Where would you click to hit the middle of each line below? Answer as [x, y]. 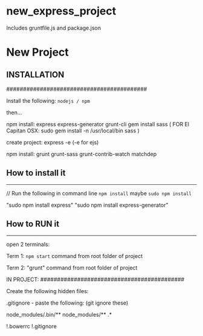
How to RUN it [33, 224]
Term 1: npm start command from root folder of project [75, 256]
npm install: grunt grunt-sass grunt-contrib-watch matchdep [82, 154]
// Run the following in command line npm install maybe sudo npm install [99, 193]
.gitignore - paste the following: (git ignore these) [67, 303]
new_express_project [61, 11]
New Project [38, 52]
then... [14, 112]
